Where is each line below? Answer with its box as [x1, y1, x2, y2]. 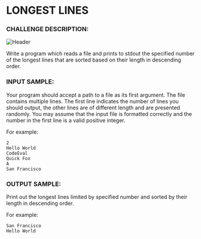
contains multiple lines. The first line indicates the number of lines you [6, 97, 179, 105]
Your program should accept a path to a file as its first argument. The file [6, 91, 185, 99]
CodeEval [6, 150, 28, 156]
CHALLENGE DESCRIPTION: [6, 25, 89, 33]
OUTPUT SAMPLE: [6, 180, 62, 188]
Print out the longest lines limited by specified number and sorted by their [6, 194, 187, 201]
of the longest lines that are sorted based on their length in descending [6, 56, 181, 63]
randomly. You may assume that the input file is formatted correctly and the [6, 110, 193, 117]
